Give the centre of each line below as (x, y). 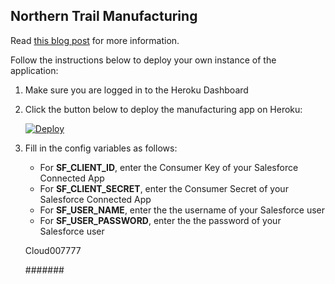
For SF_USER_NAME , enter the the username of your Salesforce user (182, 210)
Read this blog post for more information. (95, 40)
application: (34, 70)
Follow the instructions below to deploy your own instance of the (143, 60)
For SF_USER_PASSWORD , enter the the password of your (160, 220)
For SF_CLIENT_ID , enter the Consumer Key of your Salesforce (169, 167)
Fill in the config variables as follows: (101, 148)
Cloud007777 (53, 250)
